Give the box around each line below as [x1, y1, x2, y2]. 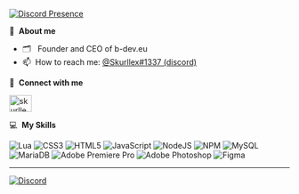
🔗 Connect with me [9, 77, 84, 88]
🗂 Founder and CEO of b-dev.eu [21, 44, 149, 53]
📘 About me [9, 26, 56, 36]
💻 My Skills [9, 120, 56, 130]
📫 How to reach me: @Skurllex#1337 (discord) [21, 57, 198, 67]
